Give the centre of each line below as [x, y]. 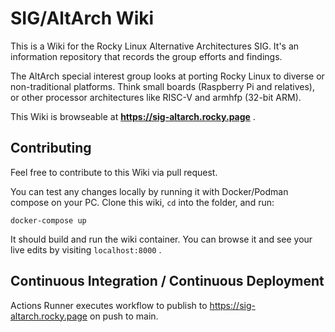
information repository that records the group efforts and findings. [146, 56]
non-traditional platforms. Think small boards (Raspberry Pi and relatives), [162, 86]
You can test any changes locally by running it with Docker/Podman [149, 191]
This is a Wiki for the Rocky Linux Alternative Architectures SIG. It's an [155, 46]
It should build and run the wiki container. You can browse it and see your [161, 239]
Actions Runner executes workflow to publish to [109, 305]
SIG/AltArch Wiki [82, 18]
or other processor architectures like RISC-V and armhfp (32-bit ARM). [156, 97]
